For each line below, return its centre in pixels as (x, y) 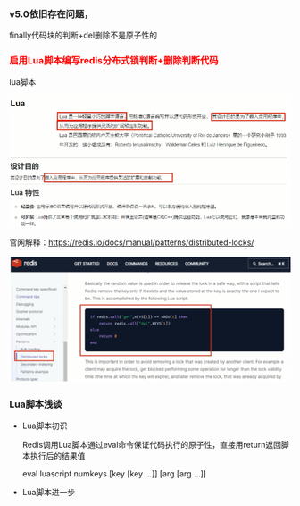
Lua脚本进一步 (49, 492)
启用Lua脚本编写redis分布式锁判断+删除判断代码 (114, 61)
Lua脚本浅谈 (36, 404)
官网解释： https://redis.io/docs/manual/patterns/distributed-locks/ (132, 242)
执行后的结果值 (58, 455)
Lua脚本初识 (45, 426)
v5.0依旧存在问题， (51, 13)
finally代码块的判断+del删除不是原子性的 (83, 35)
